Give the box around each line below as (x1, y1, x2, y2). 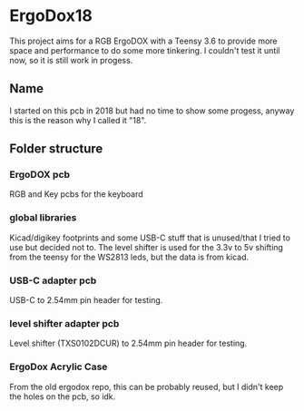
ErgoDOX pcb (9, 169, 71, 181)
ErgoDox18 (9, 5, 93, 26)
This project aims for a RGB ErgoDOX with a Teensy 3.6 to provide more (9, 35, 279, 46)
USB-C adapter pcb (9, 274, 97, 287)
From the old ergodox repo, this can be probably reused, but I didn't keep (9, 381, 284, 392)
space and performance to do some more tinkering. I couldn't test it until (9, 44, 280, 55)
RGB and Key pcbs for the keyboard (9, 189, 143, 200)
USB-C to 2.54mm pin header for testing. (9, 295, 163, 306)
